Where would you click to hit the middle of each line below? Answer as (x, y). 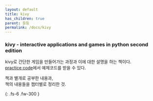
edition (14, 50)
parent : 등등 (17, 23)
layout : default (21, 9)
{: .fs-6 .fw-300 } (22, 94)
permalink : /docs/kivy (28, 28)
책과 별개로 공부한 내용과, (29, 78)
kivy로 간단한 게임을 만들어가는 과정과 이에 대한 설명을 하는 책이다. (68, 62)
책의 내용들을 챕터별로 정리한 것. (36, 84)
